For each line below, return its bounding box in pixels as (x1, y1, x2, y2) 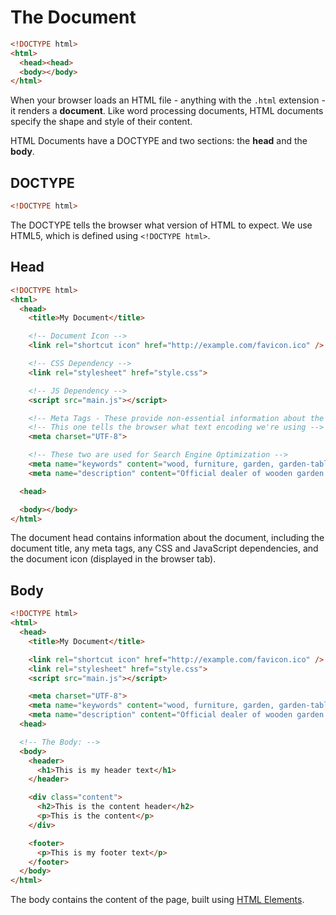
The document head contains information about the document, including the (10, 532, 325, 544)
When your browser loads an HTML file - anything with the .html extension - (10, 94, 326, 106)
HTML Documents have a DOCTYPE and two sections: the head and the (10, 135, 308, 147)
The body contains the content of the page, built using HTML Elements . (10, 894, 305, 906)
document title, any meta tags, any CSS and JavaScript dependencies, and (10, 542, 319, 555)
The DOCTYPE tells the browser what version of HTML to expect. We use (10, 219, 313, 231)
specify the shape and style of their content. (10, 116, 193, 128)
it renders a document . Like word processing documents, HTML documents (10, 105, 324, 117)
